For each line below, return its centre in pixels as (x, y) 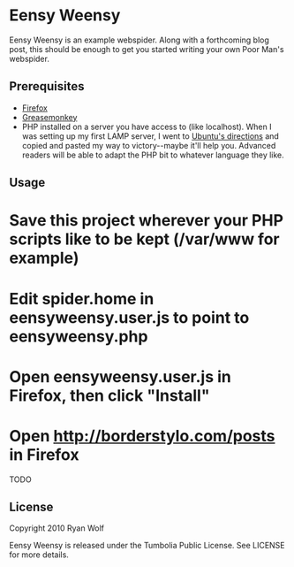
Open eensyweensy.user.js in (121, 376)
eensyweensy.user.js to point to (129, 317)
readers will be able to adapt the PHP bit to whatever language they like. (153, 155)
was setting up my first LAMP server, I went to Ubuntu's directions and (151, 136)
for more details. (39, 555)
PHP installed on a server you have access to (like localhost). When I (147, 126)
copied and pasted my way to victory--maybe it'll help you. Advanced (149, 145)
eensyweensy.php (79, 336)
